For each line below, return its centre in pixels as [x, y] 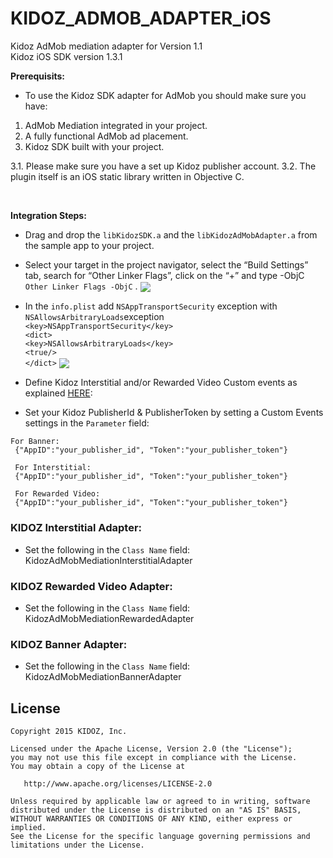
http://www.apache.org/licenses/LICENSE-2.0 [118, 783]
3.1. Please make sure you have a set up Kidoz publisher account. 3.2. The [163, 166]
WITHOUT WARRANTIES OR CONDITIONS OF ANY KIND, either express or [151, 818]
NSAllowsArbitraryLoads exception [94, 317]
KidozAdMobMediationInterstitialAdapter [108, 560]
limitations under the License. [77, 845]
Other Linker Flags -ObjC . [81, 286]
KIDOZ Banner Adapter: [69, 644]
